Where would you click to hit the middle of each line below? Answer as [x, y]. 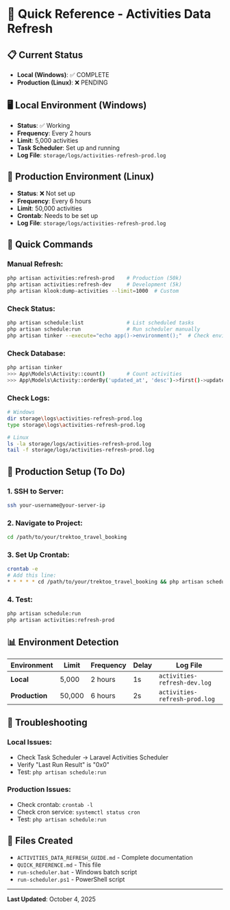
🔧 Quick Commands [50, 244]
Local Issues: [30, 742]
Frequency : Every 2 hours [54, 133]
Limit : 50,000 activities [49, 208]
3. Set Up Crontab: [38, 555]
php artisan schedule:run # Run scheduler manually [104, 329]
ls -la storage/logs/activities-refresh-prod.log [79, 444]
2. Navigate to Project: [45, 523]
